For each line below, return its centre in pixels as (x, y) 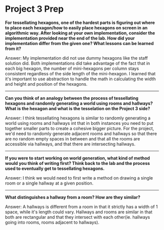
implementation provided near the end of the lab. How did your (70, 38)
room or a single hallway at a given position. (49, 183)
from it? (13, 48)
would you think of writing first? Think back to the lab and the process (78, 163)
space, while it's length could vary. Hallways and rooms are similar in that (79, 212)
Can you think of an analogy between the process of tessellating (72, 98)
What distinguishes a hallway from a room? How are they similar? (73, 197)
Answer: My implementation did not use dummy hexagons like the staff (76, 58)
